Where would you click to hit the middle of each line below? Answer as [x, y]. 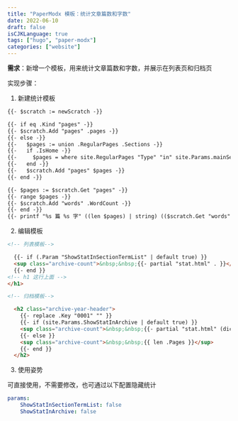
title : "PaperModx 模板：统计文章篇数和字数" [69, 14]
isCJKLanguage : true [38, 34]
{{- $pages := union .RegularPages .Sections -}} [85, 144]
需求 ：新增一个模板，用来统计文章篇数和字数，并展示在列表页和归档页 [110, 68]
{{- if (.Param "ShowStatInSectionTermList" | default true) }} [110, 257]
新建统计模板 [36, 98]
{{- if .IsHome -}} [39, 151]
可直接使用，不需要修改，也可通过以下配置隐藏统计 [82, 385]
